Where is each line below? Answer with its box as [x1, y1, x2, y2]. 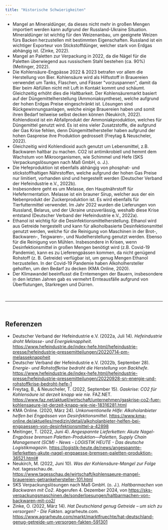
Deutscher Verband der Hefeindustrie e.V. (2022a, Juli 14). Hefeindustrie [12, 333, 162, 339]
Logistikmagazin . [12, 444, 48, 450]
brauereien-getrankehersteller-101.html [12, 476, 93, 482]
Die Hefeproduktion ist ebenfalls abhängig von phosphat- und [12, 164, 140, 170]
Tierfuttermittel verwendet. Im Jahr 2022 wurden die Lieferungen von [12, 201, 156, 207]
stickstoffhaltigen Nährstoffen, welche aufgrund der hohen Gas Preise [12, 169, 157, 175]
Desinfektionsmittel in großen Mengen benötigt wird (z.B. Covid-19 [12, 244, 150, 250]
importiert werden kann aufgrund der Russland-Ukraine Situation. [12, 26, 147, 32]
